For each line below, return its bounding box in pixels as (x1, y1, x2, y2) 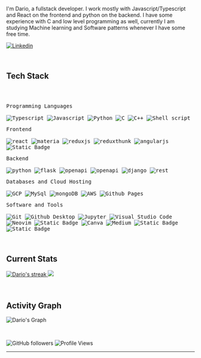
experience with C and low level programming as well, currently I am (6, 18, 175, 25)
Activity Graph (6, 301, 62, 311)
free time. (6, 31, 30, 38)
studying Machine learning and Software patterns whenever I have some (6, 24, 185, 31)
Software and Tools (6, 201, 63, 208)
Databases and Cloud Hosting (6, 178, 92, 185)
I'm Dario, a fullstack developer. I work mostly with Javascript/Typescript (6, 5, 186, 12)
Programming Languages (6, 102, 73, 110)
